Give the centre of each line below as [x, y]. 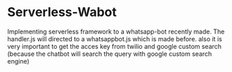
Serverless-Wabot [62, 12]
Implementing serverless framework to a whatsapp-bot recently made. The [116, 31]
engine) [18, 61]
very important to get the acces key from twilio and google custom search [115, 46]
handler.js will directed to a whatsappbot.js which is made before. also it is [115, 38]
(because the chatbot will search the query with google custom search [110, 54]
